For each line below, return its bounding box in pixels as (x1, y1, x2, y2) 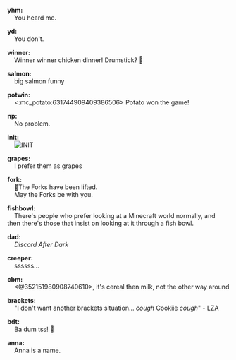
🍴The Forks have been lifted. (13, 183, 98, 191)
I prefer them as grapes (13, 162, 82, 170)
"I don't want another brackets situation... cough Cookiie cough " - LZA (13, 304, 219, 312)
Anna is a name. (13, 346, 61, 354)
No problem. (13, 119, 51, 128)
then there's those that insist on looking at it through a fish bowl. (7, 219, 194, 227)
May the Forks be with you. (13, 191, 94, 198)
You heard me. (13, 13, 57, 22)
